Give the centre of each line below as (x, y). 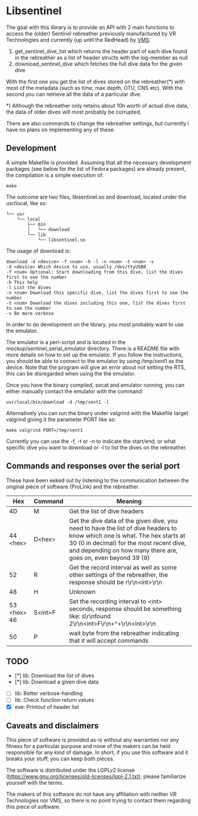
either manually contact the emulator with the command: (75, 391)
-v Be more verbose (30, 313)
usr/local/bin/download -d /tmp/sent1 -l (58, 402)
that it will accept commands (109, 640)
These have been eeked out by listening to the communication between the (98, 480)
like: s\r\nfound (90, 616)
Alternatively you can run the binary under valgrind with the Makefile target (97, 413)
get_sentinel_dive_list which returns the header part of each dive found (101, 51)
